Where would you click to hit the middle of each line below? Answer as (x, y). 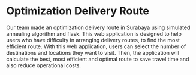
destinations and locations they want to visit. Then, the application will (93, 52)
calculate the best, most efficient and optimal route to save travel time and (98, 59)
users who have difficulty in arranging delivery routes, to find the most (93, 40)
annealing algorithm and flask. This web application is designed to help (94, 33)
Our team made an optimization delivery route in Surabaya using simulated (98, 27)
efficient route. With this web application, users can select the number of (96, 46)
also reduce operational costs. (43, 65)
